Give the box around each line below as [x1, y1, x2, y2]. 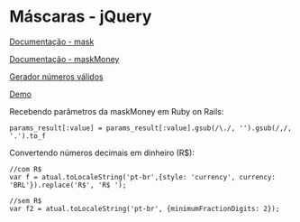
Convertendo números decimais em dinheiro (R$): [9, 147, 195, 158]
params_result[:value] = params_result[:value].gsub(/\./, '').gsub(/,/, [9, 124, 293, 133]
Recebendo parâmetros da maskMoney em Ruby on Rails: [9, 106, 224, 116]
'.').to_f [9, 131, 47, 141]
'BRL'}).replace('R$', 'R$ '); [9, 180, 127, 190]
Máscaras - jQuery [9, 6, 152, 27]
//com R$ [9, 164, 42, 173]
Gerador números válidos [9, 70, 104, 82]
